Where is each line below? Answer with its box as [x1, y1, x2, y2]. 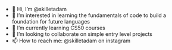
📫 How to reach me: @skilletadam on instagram [11, 37, 131, 44]
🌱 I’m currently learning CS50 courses [11, 24, 105, 31]
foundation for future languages [11, 18, 90, 25]
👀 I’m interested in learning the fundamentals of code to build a [11, 12, 167, 19]
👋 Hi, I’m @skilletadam [11, 6, 67, 12]
